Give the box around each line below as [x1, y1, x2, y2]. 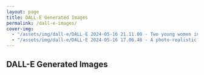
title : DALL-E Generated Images [6, 15, 88, 21]
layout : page [6, 8, 39, 15]
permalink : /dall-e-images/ [6, 20, 78, 26]
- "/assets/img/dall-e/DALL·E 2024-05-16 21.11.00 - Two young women [12, 31, 191, 37]
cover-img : [6, 25, 34, 32]
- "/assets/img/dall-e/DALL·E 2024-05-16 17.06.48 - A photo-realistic [12, 37, 197, 43]
